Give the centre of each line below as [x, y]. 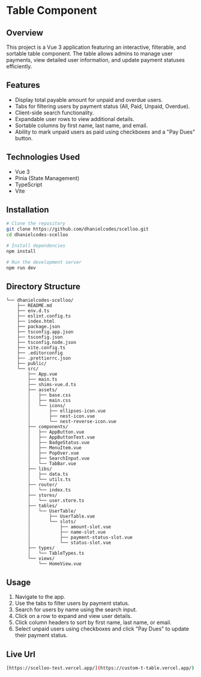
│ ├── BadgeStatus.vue [59, 443]
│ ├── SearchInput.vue [59, 458]
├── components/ [48, 427]
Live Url [21, 654]
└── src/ [28, 369]
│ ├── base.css [49, 395]
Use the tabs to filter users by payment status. [72, 604]
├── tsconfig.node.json [47, 343]
